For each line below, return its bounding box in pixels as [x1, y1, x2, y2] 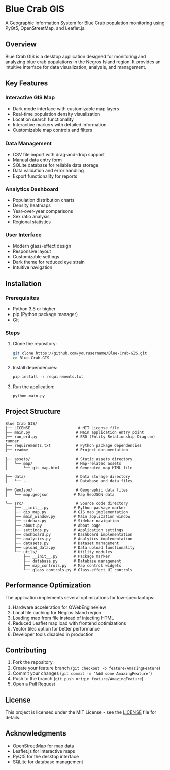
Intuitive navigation [12, 264, 53, 270]
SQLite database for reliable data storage [12, 162, 99, 168]
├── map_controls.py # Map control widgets [23, 563, 122, 568]
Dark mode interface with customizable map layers [12, 106, 119, 112]
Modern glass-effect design [12, 243, 71, 249]
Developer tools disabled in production [12, 631, 94, 637]
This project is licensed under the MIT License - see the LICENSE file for [5, 709, 156, 715]
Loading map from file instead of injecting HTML [12, 615, 114, 621]
